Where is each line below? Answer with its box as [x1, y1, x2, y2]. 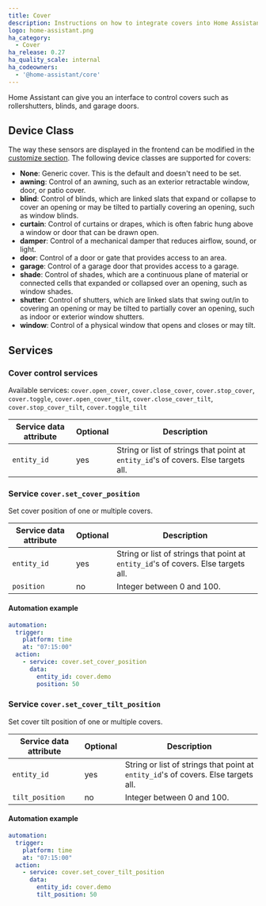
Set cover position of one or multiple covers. [8, 506, 153, 516]
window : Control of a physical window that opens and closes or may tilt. [19, 321, 256, 330]
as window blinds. [19, 211, 79, 221]
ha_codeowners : [8, 64, 59, 71]
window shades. [19, 287, 74, 296]
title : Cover [8, 11, 51, 20]
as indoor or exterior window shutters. [19, 312, 145, 322]
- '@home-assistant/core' [15, 71, 101, 79]
